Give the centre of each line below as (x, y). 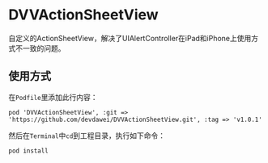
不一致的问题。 (40, 48)
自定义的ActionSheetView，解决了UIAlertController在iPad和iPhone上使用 (130, 38)
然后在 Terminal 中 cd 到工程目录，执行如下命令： (87, 136)
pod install (28, 151)
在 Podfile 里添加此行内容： (53, 97)
